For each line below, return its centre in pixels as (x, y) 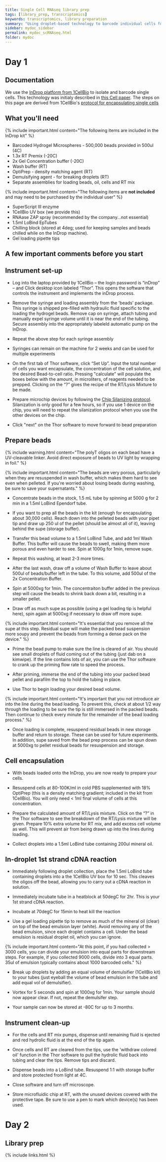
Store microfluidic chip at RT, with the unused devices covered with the (85, 1094)
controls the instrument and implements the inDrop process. (73, 293)
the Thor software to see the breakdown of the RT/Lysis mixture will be (84, 818)
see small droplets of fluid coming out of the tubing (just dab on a (79, 654)
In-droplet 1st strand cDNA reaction (61, 859)
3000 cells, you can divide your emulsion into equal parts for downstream (80, 952)
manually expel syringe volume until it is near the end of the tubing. (81, 319)
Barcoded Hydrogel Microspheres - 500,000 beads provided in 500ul (83, 145)
